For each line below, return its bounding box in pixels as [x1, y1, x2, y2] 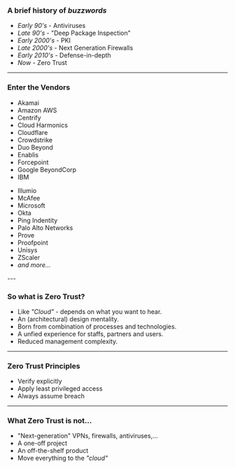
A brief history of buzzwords [7, 6, 107, 15]
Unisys [17, 245, 38, 254]
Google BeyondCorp [17, 165, 77, 173]
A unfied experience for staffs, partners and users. [17, 329, 164, 338]
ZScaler [17, 253, 41, 261]
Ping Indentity [17, 216, 58, 224]
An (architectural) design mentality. [17, 315, 119, 323]
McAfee [17, 194, 41, 202]
